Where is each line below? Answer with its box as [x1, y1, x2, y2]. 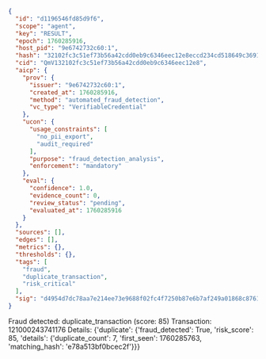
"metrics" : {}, [15, 243, 66, 251]
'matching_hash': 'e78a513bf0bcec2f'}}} [8, 342, 141, 351]
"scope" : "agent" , [15, 22, 77, 30]
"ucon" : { [22, 118, 55, 126]
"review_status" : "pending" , [28, 199, 126, 207]
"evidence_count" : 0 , [28, 191, 101, 200]
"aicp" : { [15, 67, 47, 74]
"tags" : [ [15, 258, 47, 265]
